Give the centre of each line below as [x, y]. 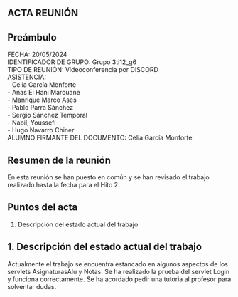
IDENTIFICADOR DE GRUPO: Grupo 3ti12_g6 [72, 62]
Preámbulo [32, 37]
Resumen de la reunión [59, 160]
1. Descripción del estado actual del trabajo [105, 247]
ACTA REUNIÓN [43, 13]
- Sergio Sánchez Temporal [47, 115]
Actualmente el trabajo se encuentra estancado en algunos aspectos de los [118, 264]
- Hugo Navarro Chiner [41, 130]
